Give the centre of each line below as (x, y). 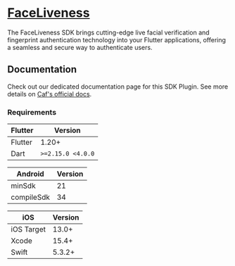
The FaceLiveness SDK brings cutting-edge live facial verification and (108, 32)
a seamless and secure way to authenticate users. (80, 47)
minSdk (24, 186)
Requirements (32, 112)
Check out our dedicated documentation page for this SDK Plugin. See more (118, 87)
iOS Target (28, 229)
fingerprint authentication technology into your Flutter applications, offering (117, 39)
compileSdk (31, 197)
